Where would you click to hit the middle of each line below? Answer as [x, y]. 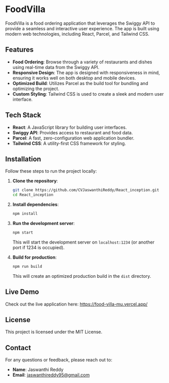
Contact [18, 348]
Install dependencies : [35, 204]
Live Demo [22, 292]
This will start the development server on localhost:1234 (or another [83, 242]
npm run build [27, 266]
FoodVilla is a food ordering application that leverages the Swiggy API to [80, 23]
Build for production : [34, 257]
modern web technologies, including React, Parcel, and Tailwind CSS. [77, 34]
